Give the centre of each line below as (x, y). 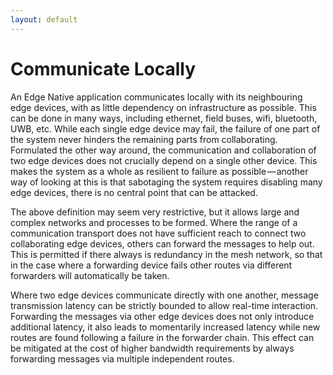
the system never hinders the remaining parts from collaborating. (144, 139)
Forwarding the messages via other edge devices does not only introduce (162, 316)
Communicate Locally (103, 68)
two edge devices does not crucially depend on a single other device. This (164, 160)
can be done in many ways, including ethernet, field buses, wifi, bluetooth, (164, 118)
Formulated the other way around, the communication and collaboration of (163, 150)
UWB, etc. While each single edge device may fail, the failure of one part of (165, 128)
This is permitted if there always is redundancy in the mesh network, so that (166, 254)
